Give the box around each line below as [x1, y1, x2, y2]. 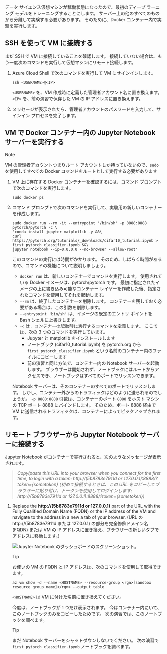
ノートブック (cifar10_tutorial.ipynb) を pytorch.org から [27, 341, 141, 347]
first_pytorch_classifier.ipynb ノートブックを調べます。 [12, 644, 133, 650]
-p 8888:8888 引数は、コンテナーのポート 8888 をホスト [31, 396, 145, 402]
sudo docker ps [12, 195, 44, 200]
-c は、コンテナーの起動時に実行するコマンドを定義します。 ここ [19, 323, 154, 328]
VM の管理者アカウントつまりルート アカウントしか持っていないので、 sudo [5, 162, 159, 168]
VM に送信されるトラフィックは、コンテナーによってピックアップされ [12, 408, 156, 414]
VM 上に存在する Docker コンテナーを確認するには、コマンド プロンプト [12, 179, 162, 185]
